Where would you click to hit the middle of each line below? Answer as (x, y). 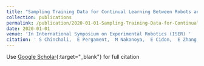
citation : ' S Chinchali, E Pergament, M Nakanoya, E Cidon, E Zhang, (103, 40)
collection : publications (39, 17)
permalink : (20, 23)
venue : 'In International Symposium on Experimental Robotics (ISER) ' (99, 34)
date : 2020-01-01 (28, 28)
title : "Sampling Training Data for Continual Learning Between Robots (99, 12)
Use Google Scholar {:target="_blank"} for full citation (73, 57)
